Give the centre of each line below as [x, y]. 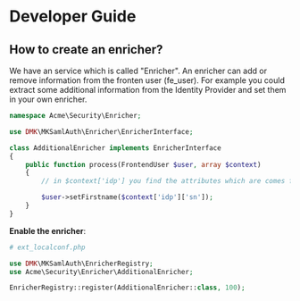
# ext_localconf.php [48, 247]
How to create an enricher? [86, 50]
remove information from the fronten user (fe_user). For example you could [147, 80]
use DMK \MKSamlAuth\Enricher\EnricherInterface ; [101, 131]
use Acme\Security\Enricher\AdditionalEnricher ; [101, 272]
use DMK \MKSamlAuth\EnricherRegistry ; [81, 263]
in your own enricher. [48, 99]
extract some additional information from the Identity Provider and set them [148, 90]
